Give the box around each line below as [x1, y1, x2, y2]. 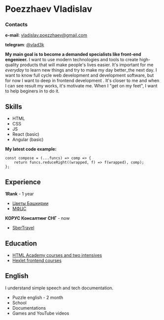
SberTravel [12, 225, 34, 231]
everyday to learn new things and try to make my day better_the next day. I [5, 67, 157, 73]
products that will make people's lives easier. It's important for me [20, 62, 154, 68]
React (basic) [12, 131, 39, 137]
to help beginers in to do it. [5, 88, 60, 94]
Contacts [5, 21, 28, 28]
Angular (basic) [12, 137, 44, 143]
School [12, 300, 27, 306]
